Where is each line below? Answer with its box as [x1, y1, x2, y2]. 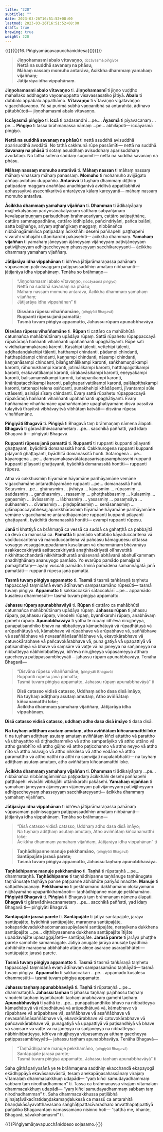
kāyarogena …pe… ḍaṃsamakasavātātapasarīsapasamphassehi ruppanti [5, 456, 151, 462]
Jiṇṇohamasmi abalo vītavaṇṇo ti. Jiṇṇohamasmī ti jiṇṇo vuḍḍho [5, 87, 138, 93]
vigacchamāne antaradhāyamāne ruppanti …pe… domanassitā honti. [5, 481, 143, 486]
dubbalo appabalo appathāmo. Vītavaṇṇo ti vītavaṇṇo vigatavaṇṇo [5, 97, 140, 103]
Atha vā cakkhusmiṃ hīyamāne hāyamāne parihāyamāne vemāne [5, 475, 136, 481]
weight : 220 [5, 35, 29, 39]
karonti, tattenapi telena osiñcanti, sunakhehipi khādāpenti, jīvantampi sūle [5, 385, 155, 391]
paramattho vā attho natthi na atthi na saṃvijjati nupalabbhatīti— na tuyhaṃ [5, 753, 157, 760]
